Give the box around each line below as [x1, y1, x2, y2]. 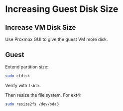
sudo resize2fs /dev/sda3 [5, 102, 59, 107]
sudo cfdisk [5, 73, 30, 78]
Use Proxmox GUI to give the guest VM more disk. [5, 36, 108, 42]
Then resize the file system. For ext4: [5, 92, 82, 98]
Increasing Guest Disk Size [5, 3, 119, 15]
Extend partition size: [5, 63, 49, 70]
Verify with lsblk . [5, 82, 41, 88]
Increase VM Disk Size [5, 23, 76, 32]
